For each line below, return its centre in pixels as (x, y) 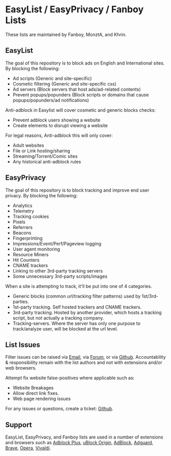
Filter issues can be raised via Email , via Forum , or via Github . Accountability (86, 357)
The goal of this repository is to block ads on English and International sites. (85, 63)
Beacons (22, 233)
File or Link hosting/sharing (41, 151)
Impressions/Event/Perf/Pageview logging (57, 243)
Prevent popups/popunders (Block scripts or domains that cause (81, 95)
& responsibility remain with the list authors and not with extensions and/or (84, 363)
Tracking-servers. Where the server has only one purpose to (77, 323)
